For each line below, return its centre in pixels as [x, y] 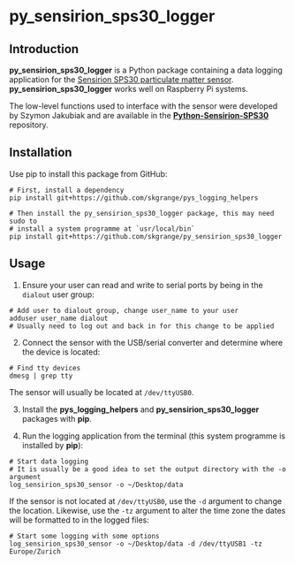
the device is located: [61, 352]
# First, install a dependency [67, 190]
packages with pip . [57, 418]
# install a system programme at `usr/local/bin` [102, 229]
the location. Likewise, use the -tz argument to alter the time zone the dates [147, 510]
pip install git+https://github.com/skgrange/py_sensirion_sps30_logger [146, 236]
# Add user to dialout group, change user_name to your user [124, 310]
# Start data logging [49, 462]
